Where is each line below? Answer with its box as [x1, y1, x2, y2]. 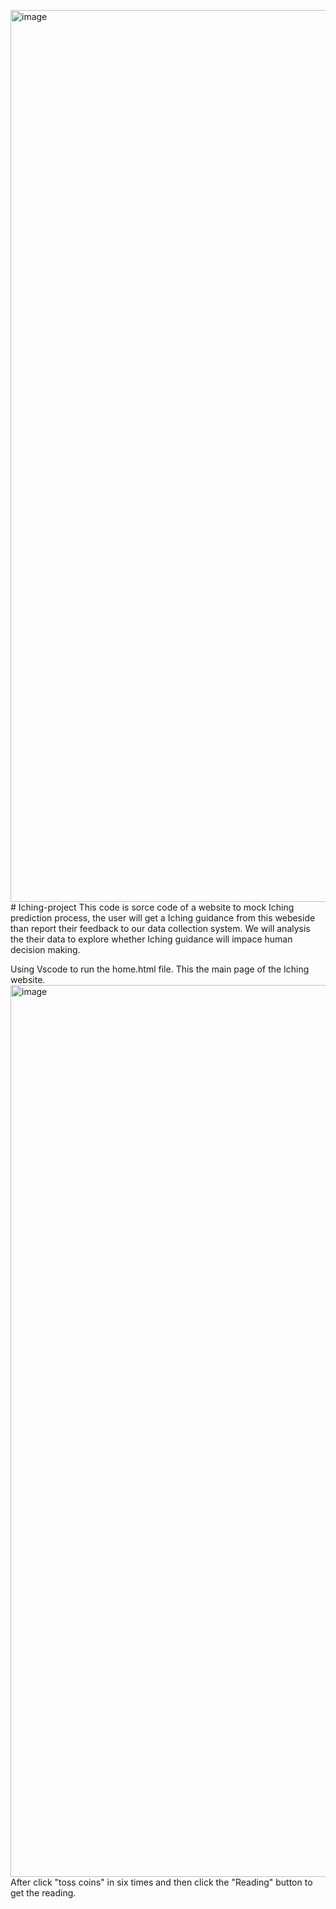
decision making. [10, 944, 81, 955]
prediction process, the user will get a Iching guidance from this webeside [10, 912, 316, 924]
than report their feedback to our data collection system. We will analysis [10, 923, 311, 934]
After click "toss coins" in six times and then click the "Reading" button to [10, 1876, 313, 1888]
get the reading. [10, 1887, 77, 1899]
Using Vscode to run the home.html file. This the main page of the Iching [10, 963, 310, 975]
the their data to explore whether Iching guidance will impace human [10, 933, 293, 945]
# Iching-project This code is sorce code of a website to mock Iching [10, 901, 295, 913]
